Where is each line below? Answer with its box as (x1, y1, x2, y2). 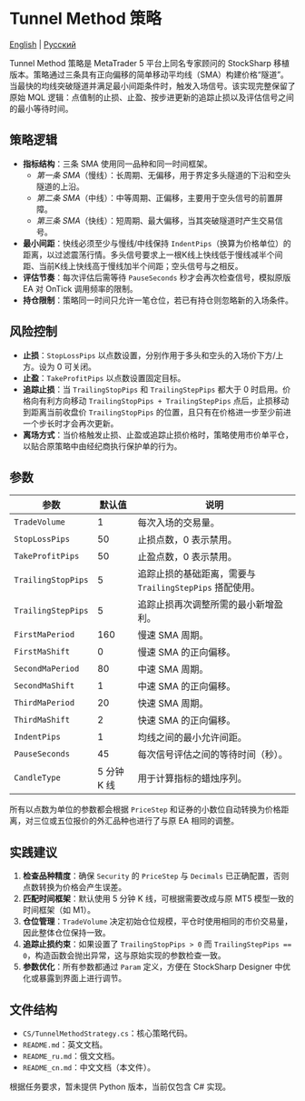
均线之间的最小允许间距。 (137, 731, 247, 744)
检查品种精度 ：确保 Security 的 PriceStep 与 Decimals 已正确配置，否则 (22, 870, 290, 882)
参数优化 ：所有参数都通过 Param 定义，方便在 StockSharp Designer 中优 (22, 961, 291, 973)
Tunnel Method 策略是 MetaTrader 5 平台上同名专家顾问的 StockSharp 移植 (9, 57, 290, 68)
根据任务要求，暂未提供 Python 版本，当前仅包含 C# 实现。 (9, 1081, 231, 1092)
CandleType (14, 773, 61, 783)
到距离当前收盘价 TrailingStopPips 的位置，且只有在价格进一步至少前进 (22, 406, 292, 417)
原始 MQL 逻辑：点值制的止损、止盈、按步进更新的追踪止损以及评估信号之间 (9, 92, 295, 103)
